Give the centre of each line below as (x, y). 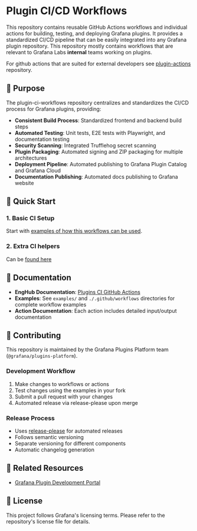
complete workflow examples (50, 304)
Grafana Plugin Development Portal (58, 482)
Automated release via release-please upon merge (76, 403)
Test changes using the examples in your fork (70, 390)
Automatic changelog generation (55, 450)
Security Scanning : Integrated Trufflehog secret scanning (85, 145)
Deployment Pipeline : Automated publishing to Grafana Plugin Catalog (101, 164)
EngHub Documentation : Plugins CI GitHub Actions (77, 292)
